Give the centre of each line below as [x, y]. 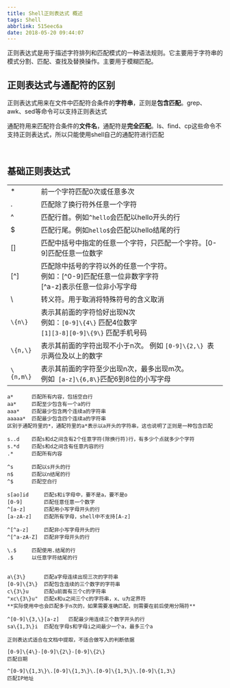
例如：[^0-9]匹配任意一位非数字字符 [100, 276]
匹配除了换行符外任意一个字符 [89, 204]
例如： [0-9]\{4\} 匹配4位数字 [89, 322]
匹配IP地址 [21, 678]
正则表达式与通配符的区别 [61, 85]
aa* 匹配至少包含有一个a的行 [49, 404]
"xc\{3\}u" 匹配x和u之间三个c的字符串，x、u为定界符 [76, 599]
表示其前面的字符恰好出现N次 [88, 312]
